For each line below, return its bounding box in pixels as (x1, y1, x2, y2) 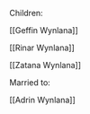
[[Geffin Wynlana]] (9, 25, 78, 35)
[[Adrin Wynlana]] (9, 94, 76, 105)
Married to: (9, 77, 51, 88)
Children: (9, 8, 43, 18)
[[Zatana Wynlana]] (9, 60, 81, 70)
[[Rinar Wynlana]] (9, 42, 75, 53)
